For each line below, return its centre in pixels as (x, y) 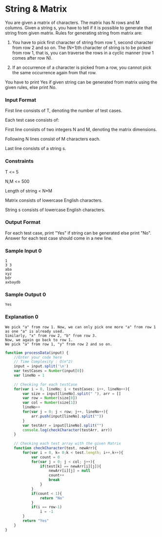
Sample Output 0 (26, 295)
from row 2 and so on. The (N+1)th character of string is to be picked (81, 47)
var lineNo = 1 (29, 376)
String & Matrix (36, 9)
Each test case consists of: (32, 120)
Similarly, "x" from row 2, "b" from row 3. (51, 336)
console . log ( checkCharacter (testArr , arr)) (67, 430)
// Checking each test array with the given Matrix (67, 444)
